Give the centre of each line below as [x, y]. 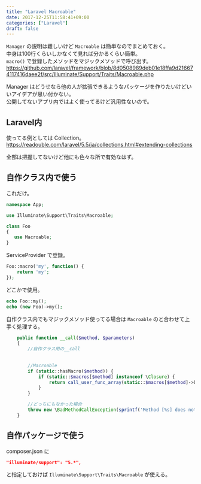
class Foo [19, 226]
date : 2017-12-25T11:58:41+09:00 [48, 17]
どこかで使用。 [25, 290]
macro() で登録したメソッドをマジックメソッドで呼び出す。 [79, 61]
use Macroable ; [33, 237]
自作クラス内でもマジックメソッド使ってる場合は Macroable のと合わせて [95, 319]
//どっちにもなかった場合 [55, 404]
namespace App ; [25, 204]
